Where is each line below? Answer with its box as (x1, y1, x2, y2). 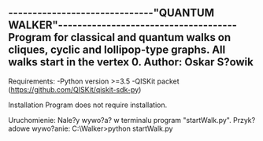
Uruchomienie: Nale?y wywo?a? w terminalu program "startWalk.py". (8, 115, 232, 124)
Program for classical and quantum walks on (8, 31, 232, 44)
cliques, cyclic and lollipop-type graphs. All (8, 43, 226, 57)
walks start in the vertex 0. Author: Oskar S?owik (8, 55, 254, 69)
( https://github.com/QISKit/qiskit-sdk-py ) (8, 84, 142, 94)
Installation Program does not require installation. (8, 100, 168, 109)
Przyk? (232, 115, 256, 124)
